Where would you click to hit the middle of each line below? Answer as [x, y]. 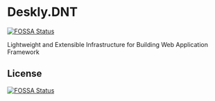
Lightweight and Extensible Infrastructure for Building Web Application [108, 44]
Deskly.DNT [43, 12]
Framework [23, 52]
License [25, 74]
